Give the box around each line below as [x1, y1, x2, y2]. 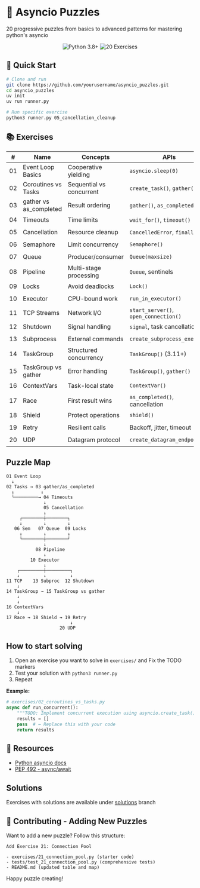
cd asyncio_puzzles [6, 87, 55, 93]
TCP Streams [23, 308, 60, 317]
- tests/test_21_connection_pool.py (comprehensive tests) [6, 859, 156, 865]
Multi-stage [67, 264, 101, 272]
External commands [67, 335, 124, 343]
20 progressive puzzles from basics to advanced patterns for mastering [6, 25, 183, 32]
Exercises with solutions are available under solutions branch [6, 799, 156, 806]
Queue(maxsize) [129, 253, 173, 261]
